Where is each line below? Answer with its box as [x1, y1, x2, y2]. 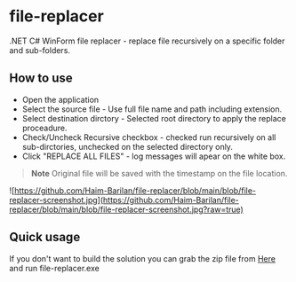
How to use [9, 71, 73, 86]
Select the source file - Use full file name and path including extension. [21, 104, 283, 114]
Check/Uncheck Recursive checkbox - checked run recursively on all [21, 131, 276, 143]
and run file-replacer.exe [9, 262, 100, 273]
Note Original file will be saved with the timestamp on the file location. [30, 168, 288, 178]
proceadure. [21, 122, 68, 133]
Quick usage [9, 230, 81, 245]
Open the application [21, 94, 100, 105]
